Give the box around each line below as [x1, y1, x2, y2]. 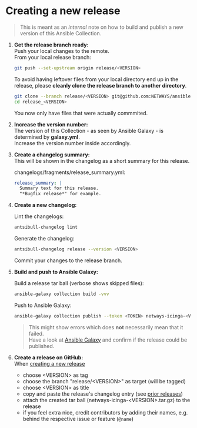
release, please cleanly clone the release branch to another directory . [14, 82, 187, 89]
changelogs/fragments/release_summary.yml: [14, 169, 126, 176]
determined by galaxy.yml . [14, 133, 80, 141]
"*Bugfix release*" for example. [19, 191, 102, 197]
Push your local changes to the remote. [14, 47, 109, 54]
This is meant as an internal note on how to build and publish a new [19, 24, 183, 31]
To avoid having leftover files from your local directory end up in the [14, 75, 179, 83]
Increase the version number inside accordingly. [14, 139, 131, 146]
